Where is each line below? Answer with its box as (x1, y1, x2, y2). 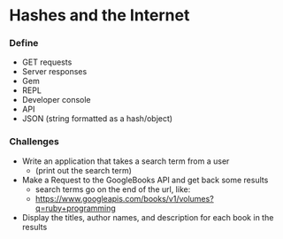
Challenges (9, 135, 59, 148)
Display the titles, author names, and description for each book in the (21, 212, 274, 222)
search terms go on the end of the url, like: (34, 183, 191, 195)
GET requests (21, 57, 73, 67)
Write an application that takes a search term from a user (21, 156, 230, 166)
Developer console (21, 95, 91, 105)
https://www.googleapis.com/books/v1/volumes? (34, 193, 214, 204)
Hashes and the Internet (9, 5, 190, 26)
